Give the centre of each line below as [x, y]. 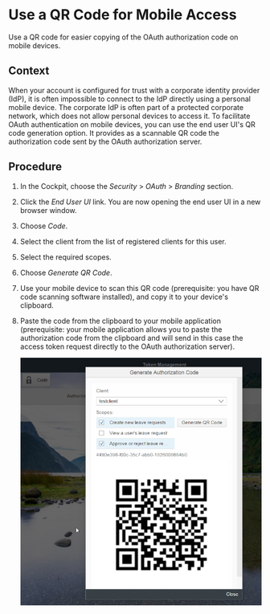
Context [29, 71]
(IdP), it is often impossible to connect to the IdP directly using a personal [130, 99]
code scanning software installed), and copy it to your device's [124, 297]
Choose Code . [44, 226]
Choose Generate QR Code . [66, 272]
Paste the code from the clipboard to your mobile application [120, 321]
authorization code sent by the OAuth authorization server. [105, 141]
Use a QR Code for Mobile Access [123, 15]
